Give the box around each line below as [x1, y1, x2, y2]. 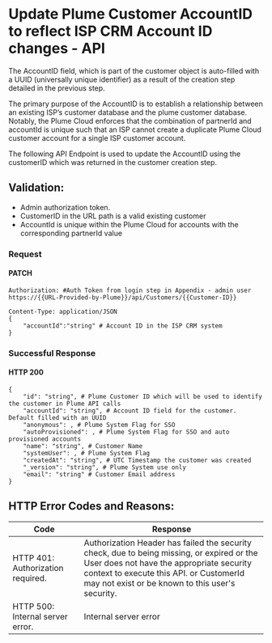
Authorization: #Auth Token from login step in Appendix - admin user [8, 286, 252, 294]
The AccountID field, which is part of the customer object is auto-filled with [8, 66, 260, 75]
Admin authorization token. [19, 202, 111, 212]
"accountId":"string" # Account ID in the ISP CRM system [23, 321, 223, 330]
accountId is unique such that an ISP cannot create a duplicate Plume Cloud [8, 125, 261, 134]
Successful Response [8, 347, 96, 358]
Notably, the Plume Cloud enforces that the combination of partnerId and [8, 116, 253, 125]
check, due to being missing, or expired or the [83, 547, 258, 558]
